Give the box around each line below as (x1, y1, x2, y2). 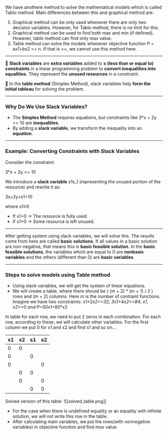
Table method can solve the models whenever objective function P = (12, 41, 154, 47)
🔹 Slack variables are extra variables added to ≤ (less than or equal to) (5, 60, 154, 66)
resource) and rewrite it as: (5, 184, 61, 190)
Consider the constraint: (5, 159, 55, 165)
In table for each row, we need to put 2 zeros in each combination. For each (5, 313, 161, 320)
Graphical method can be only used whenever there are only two (12, 20, 146, 25)
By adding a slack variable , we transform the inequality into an (12, 125, 142, 131)
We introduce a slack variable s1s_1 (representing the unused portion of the (5, 178, 161, 184)
